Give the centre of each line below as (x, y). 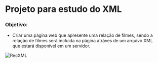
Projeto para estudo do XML (63, 9)
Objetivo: (17, 25)
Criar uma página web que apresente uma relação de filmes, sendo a (82, 35)
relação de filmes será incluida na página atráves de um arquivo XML (82, 41)
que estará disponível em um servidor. (51, 46)
